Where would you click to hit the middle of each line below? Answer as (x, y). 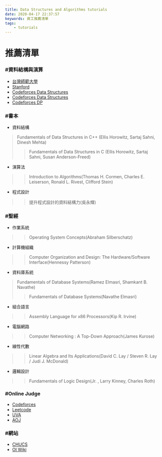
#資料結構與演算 (24, 70)
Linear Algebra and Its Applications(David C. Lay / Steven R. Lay (93, 356)
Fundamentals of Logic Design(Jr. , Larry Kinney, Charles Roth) (92, 381)
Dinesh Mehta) (32, 142)
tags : (10, 23)
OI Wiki (19, 449)
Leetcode (22, 409)
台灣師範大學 (25, 81)
